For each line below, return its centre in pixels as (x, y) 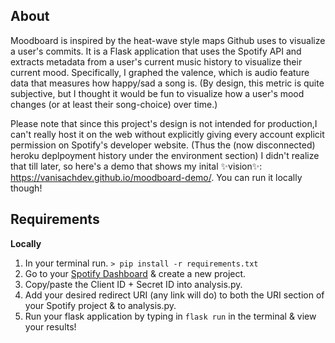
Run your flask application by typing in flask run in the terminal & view (170, 316)
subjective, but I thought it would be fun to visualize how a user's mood (157, 93)
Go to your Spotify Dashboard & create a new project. (135, 273)
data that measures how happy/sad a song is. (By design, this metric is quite (167, 83)
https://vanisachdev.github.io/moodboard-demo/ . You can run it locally (156, 177)
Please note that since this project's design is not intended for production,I (164, 123)
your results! (50, 326)
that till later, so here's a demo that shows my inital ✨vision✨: (136, 166)
